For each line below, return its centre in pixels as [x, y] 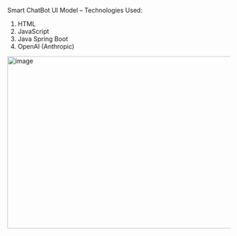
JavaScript [33, 31]
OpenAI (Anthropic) [46, 46]
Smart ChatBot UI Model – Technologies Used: [75, 10]
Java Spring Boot [43, 39]
